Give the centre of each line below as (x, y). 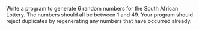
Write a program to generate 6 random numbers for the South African (92, 9)
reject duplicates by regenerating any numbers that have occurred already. (99, 21)
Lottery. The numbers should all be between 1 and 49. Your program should (100, 15)
